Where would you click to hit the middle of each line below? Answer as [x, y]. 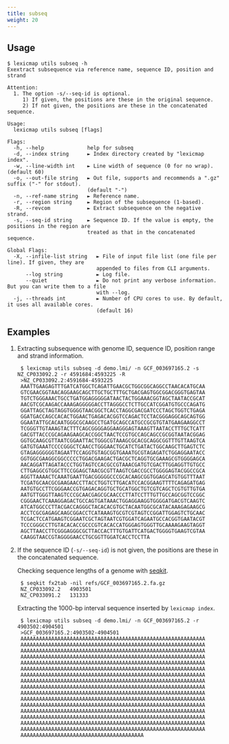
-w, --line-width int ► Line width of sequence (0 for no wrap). [113, 166]
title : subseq [28, 13]
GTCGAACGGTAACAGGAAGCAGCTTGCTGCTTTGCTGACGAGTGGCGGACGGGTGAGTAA [113, 393]
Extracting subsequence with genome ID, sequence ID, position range [116, 349]
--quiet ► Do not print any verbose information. [121, 281]
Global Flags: [28, 251]
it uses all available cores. [51, 305]
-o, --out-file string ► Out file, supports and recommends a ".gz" [117, 178]
